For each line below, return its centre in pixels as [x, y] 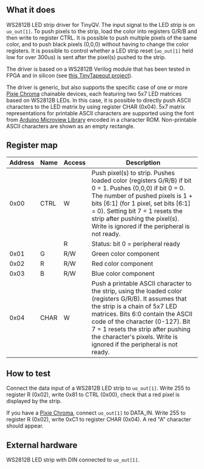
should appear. [25, 426]
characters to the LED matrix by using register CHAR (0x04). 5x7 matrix [96, 107]
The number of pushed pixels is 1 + [142, 196]
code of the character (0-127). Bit [141, 321]
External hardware [42, 445]
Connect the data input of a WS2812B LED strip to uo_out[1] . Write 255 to [98, 388]
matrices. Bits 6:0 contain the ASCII [142, 313]
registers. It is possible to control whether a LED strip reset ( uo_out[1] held [100, 51]
